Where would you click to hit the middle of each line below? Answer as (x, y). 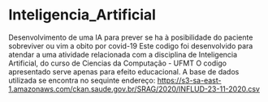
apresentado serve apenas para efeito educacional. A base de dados (124, 71)
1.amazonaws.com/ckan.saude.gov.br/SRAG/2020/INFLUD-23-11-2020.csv (134, 89)
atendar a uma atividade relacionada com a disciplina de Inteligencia (123, 54)
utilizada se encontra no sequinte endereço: (82, 80)
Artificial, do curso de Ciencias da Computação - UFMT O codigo (118, 63)
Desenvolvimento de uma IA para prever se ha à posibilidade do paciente (131, 37)
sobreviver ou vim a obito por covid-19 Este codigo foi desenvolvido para (131, 45)
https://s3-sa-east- (189, 80)
